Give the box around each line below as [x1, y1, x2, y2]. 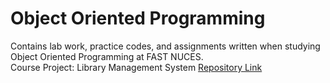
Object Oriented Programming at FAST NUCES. [10, 50, 204, 62]
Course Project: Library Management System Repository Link [10, 61, 263, 73]
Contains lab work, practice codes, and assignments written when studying [10, 40, 321, 52]
